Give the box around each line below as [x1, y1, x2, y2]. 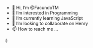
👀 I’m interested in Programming [11, 10, 78, 16]
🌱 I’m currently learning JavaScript [11, 15, 83, 21]
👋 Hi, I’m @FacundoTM [11, 5, 59, 10]
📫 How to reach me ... [11, 26, 58, 32]
